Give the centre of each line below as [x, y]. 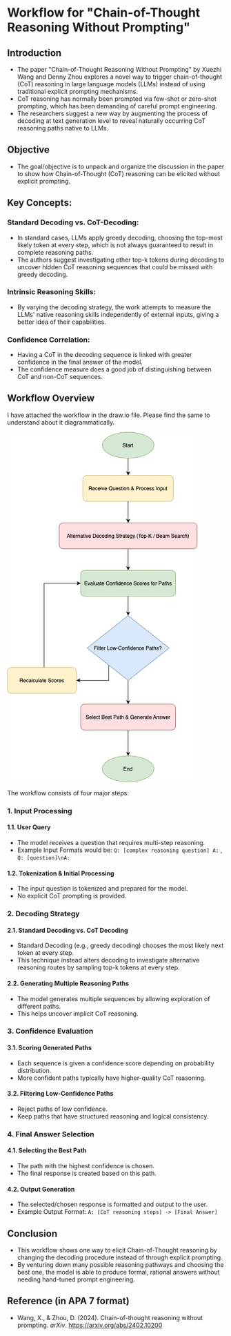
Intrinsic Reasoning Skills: [52, 292]
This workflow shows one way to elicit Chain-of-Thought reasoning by [117, 1250]
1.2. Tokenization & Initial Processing [61, 873]
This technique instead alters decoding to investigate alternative [108, 960]
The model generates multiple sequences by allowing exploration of [113, 998]
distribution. [34, 1070]
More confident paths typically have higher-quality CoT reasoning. [111, 1078]
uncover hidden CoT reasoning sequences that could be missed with [115, 267]
